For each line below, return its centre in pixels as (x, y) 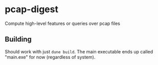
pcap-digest (31, 9)
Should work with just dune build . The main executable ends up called (79, 51)
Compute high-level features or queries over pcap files (63, 23)
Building (18, 39)
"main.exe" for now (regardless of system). (50, 57)
